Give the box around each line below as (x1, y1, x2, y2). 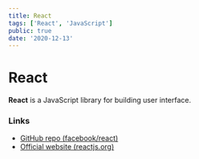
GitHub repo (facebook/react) (19, 133, 119, 143)
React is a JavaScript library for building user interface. (8, 96, 191, 105)
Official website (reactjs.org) (19, 142, 115, 152)
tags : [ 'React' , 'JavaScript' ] (8, 19, 113, 27)
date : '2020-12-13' (8, 34, 74, 43)
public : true (8, 26, 52, 35)
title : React (8, 11, 52, 20)
